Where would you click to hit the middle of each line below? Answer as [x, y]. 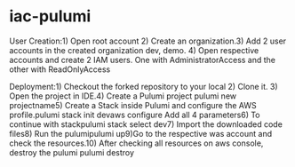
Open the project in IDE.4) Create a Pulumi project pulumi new [123, 96]
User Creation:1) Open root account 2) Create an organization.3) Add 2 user [148, 41]
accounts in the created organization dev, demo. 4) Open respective [134, 50]
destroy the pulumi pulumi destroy [72, 152]
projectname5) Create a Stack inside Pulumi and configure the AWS [133, 105]
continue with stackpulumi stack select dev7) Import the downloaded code [146, 124]
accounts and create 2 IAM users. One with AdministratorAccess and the [143, 60]
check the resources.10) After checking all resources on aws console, [136, 143]
